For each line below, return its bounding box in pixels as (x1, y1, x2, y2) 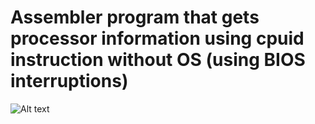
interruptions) (10, 70, 129, 93)
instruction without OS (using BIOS (10, 49, 306, 71)
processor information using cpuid (10, 27, 305, 50)
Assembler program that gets (10, 6, 260, 29)
